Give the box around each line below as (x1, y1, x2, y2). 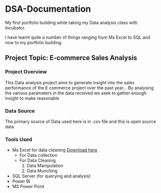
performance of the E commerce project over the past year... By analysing (5, 85, 154, 91)
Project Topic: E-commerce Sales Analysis (5, 54, 138, 62)
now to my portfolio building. (5, 39, 62, 45)
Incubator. (5, 24, 26, 30)
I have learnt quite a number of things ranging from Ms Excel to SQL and (5, 34, 150, 40)
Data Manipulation (26, 163, 63, 169)
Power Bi (12, 178, 30, 184)
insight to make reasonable (5, 95, 60, 101)
